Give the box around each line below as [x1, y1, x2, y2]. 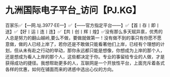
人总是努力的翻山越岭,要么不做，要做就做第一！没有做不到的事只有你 [5, 35, 149, 41]
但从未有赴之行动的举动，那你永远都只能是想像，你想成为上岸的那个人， [14, 47, 165, 53]
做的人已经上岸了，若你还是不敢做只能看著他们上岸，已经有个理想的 [18, 41, 160, 47]
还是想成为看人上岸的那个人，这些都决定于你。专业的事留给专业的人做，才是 [5, 53, 165, 59]
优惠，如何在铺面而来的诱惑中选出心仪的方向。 [18, 66, 116, 72]
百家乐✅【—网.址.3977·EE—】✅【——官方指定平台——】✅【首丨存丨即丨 [5, 22, 160, 28]
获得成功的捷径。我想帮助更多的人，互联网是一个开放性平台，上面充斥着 [5, 60, 156, 66]
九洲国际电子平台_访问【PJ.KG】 [5, 5, 142, 16]
